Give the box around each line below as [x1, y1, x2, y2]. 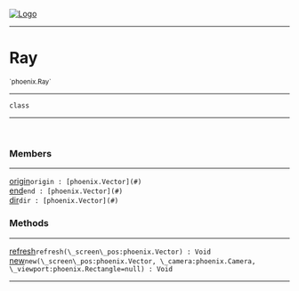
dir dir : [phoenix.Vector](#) [9, 195, 119, 206]
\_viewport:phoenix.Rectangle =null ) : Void [9, 264, 174, 273]
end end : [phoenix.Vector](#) [9, 185, 123, 196]
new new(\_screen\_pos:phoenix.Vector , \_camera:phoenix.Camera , [9, 255, 256, 266]
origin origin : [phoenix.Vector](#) [9, 176, 142, 187]
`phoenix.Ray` [9, 77, 52, 86]
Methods [9, 217, 49, 230]
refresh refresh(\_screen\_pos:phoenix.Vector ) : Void [9, 246, 212, 256]
